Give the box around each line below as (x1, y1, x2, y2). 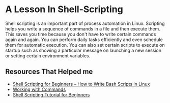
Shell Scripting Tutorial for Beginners (12, 91, 90, 97)
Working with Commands (12, 86, 66, 92)
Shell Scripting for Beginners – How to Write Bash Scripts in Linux (12, 81, 150, 87)
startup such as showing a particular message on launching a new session (5, 47, 162, 53)
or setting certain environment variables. (5, 52, 91, 59)
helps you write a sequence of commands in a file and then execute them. (5, 25, 160, 31)
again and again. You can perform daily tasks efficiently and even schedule (5, 37, 163, 43)
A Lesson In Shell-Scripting (5, 4, 123, 15)
